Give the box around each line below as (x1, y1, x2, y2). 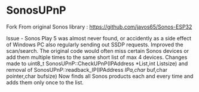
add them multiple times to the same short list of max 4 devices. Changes (6, 53, 188, 61)
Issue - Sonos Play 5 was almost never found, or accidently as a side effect (6, 34, 191, 42)
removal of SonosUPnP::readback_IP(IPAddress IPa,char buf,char (6, 66, 168, 73)
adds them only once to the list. (6, 78, 84, 86)
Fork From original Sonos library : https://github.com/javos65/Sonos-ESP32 (6, 23, 192, 30)
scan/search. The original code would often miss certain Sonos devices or (6, 47, 189, 54)
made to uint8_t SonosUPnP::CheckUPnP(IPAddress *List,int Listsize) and (6, 60, 188, 67)
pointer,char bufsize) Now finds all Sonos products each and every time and (6, 72, 194, 80)
